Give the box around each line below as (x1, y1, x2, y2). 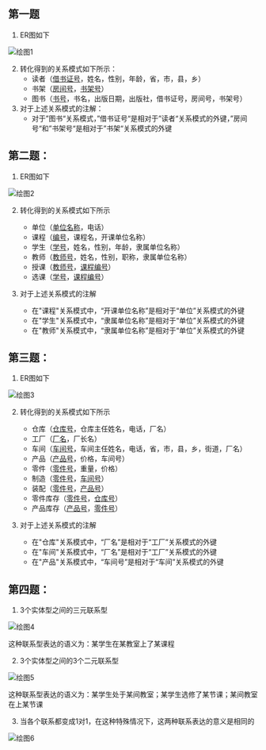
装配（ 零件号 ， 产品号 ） (31, 484, 108, 493)
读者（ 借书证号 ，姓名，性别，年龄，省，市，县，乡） (31, 74, 206, 83)
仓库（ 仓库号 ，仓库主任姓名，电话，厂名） (31, 424, 171, 434)
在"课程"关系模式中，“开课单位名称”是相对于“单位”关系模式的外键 (31, 305, 245, 315)
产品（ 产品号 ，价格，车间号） (31, 454, 129, 463)
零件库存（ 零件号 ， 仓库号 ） (31, 493, 123, 503)
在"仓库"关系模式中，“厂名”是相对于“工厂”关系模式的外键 (31, 537, 218, 547)
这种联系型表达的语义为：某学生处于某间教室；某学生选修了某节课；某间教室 (8, 690, 258, 699)
